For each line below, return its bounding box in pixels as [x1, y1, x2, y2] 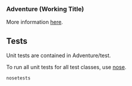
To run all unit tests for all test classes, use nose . [6, 64, 127, 71]
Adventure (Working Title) [6, 5, 84, 13]
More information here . [6, 19, 63, 26]
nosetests [6, 75, 31, 81]
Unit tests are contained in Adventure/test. [6, 52, 111, 59]
